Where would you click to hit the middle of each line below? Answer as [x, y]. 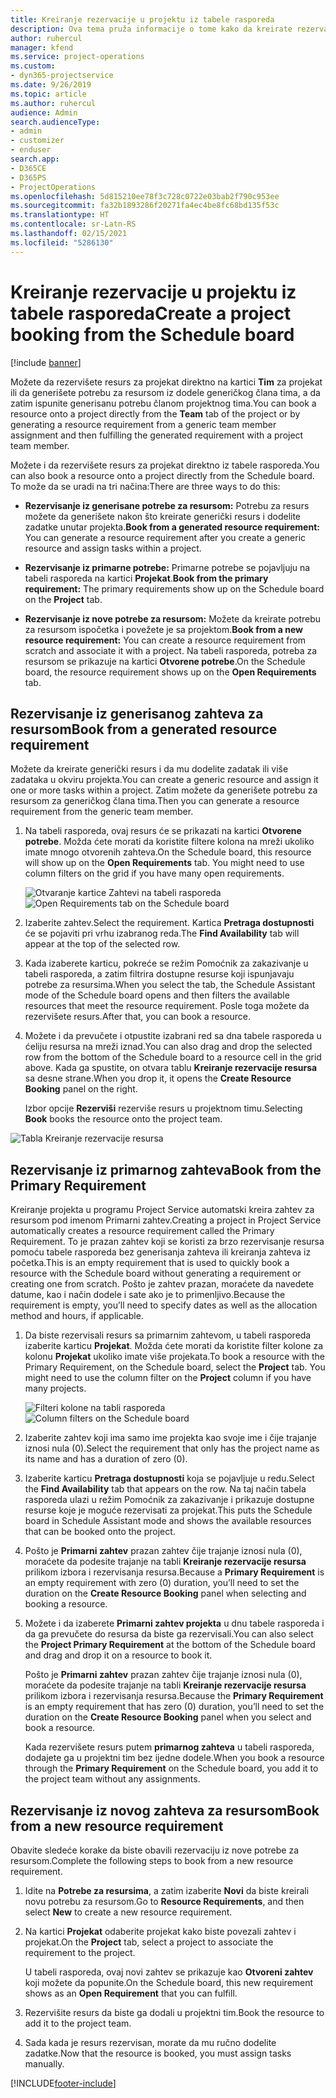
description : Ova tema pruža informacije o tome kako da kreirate [151, 29]
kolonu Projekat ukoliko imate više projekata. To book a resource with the [174, 1357]
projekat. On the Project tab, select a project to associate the [149, 1942]
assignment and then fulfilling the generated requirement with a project [157, 435]
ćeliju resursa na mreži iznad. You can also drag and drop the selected [168, 1047]
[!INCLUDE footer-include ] [63, 2083]
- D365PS [28, 177]
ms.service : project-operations [77, 57]
